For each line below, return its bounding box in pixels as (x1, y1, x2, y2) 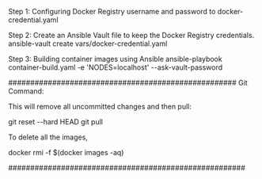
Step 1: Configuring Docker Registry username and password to (8, 7, 216, 16)
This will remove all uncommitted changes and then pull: (8, 102, 192, 111)
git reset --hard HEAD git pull (8, 117, 103, 126)
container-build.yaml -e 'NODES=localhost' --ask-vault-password (8, 63, 223, 72)
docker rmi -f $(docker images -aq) (8, 148, 124, 157)
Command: (8, 86, 44, 96)
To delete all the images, (8, 132, 89, 142)
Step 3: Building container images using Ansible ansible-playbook (8, 55, 223, 63)
